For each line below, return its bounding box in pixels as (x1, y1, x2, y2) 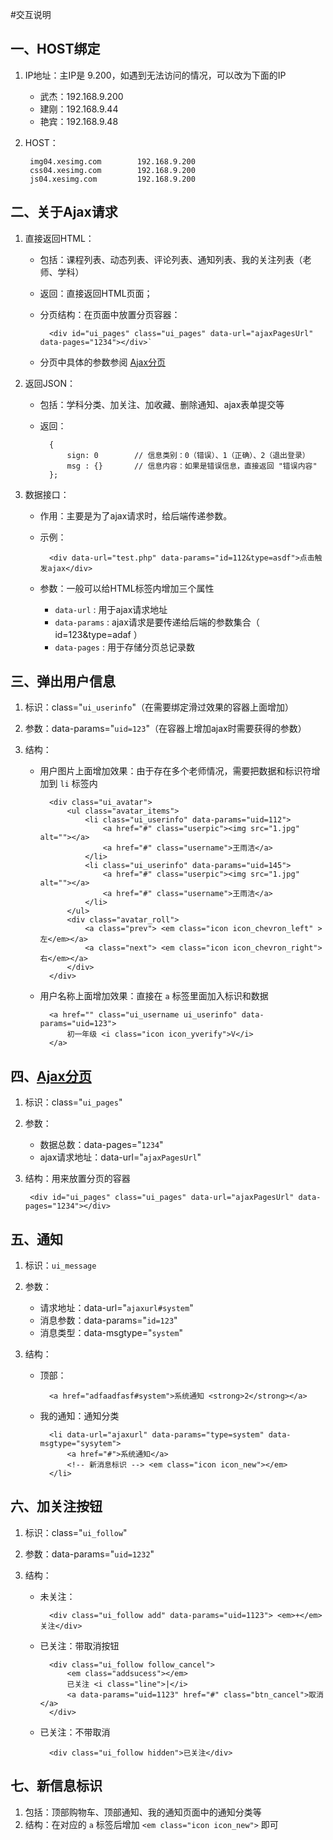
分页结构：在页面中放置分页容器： (39, 308, 181, 320)
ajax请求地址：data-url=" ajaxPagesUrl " (39, 1151, 202, 1163)
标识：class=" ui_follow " (24, 1526, 128, 1538)
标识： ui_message (24, 1259, 97, 1272)
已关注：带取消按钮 (39, 1639, 120, 1652)
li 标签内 (59, 778, 98, 790)
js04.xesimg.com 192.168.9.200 (29, 174, 196, 184)
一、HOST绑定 (10, 41, 101, 58)
